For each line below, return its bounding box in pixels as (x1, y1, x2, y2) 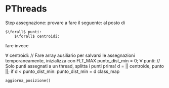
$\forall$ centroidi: (14, 34, 60, 39)
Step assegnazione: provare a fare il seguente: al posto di (5, 20, 125, 26)
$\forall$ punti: (5, 29, 42, 34)
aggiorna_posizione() (5, 78, 51, 83)
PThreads (5, 3, 47, 15)
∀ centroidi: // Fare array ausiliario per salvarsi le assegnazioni (5, 52, 135, 58)
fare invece (5, 42, 29, 48)
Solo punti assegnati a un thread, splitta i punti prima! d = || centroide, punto (5, 63, 164, 69)
